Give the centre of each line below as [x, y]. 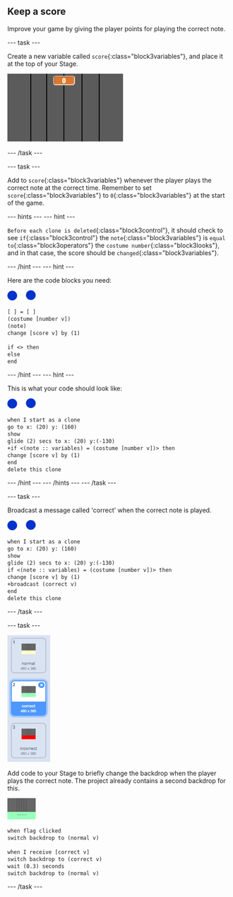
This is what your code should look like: [65, 388]
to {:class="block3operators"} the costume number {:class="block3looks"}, [114, 245]
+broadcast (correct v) [42, 584]
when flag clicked [34, 831]
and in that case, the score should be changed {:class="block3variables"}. [113, 253]
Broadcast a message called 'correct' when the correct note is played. [109, 510]
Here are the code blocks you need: [59, 280]
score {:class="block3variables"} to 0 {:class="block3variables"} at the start [116, 195]
